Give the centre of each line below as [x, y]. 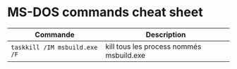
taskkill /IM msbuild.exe [54, 47]
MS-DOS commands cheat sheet [105, 12]
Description [166, 34]
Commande [55, 34]
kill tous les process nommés [153, 46]
